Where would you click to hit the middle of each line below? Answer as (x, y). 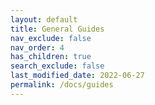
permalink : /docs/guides (62, 85)
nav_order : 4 (37, 47)
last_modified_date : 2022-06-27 (77, 76)
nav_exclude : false (51, 38)
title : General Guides (57, 29)
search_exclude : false (57, 66)
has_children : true (51, 57)
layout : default (44, 19)
